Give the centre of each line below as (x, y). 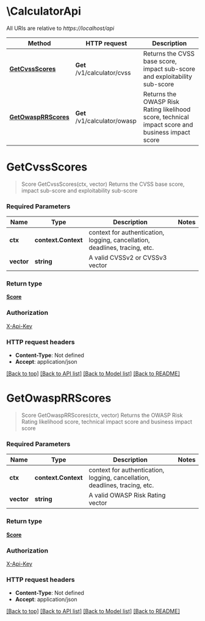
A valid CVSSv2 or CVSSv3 (128, 258)
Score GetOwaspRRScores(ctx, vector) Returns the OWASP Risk (102, 415)
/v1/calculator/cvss (103, 73)
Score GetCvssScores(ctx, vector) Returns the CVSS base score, (103, 184)
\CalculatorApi (44, 11)
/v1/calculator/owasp (106, 120)
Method (39, 43)
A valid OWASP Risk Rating (127, 495)
